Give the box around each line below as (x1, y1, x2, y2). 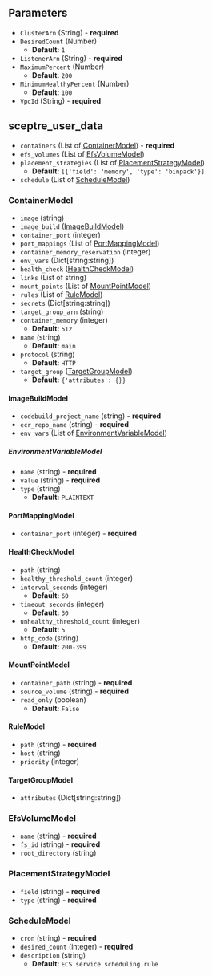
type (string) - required (19, 895, 98, 905)
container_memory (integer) (19, 315, 108, 324)
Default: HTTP (31, 357, 76, 368)
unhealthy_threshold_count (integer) (19, 616, 141, 625)
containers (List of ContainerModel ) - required (19, 140, 175, 150)
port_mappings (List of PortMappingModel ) (19, 238, 160, 248)
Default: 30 (31, 608, 70, 617)
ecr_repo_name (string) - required (19, 420, 130, 429)
